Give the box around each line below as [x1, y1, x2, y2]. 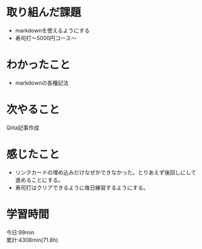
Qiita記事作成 [6, 124, 40, 131]
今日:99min [6, 228, 35, 236]
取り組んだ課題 [6, 5, 82, 19]
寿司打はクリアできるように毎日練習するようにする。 [15, 183, 149, 191]
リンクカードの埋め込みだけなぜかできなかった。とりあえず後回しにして [15, 168, 197, 176]
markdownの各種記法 [15, 79, 69, 86]
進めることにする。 [15, 176, 64, 183]
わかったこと [6, 58, 71, 72]
